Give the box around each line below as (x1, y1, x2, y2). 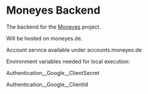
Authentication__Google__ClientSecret (6, 69, 100, 76)
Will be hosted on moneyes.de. (6, 35, 83, 42)
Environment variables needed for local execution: (6, 58, 131, 65)
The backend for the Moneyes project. (6, 23, 101, 30)
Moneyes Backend (6, 4, 101, 17)
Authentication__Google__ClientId (6, 81, 88, 88)
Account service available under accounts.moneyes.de (6, 46, 142, 54)
